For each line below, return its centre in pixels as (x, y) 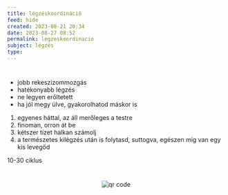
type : (15, 52)
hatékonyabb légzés (46, 90)
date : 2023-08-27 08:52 (41, 33)
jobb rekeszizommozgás (52, 83)
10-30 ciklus (25, 161)
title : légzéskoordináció (44, 13)
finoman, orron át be (46, 125)
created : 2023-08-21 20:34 (46, 26)
